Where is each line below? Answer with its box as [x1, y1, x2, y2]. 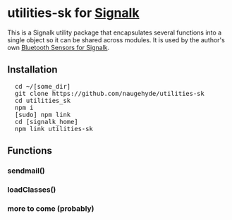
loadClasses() [7, 185, 56, 195]
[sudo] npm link [14, 111, 71, 118]
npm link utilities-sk [14, 125, 93, 133]
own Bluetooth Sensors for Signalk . [7, 43, 110, 51]
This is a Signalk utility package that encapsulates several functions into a [7, 28, 222, 37]
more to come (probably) [7, 203, 94, 213]
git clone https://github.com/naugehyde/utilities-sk [14, 90, 204, 97]
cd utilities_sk [14, 97, 71, 104]
